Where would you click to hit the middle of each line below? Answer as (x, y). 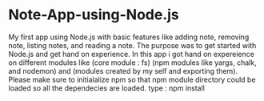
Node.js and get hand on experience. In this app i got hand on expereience (131, 54)
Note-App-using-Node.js (94, 15)
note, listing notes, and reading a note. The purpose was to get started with (132, 45)
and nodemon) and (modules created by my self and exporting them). (123, 71)
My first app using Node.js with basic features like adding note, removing (129, 37)
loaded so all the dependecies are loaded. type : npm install (107, 88)
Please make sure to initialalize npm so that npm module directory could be (132, 79)
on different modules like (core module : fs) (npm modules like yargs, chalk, (133, 63)
